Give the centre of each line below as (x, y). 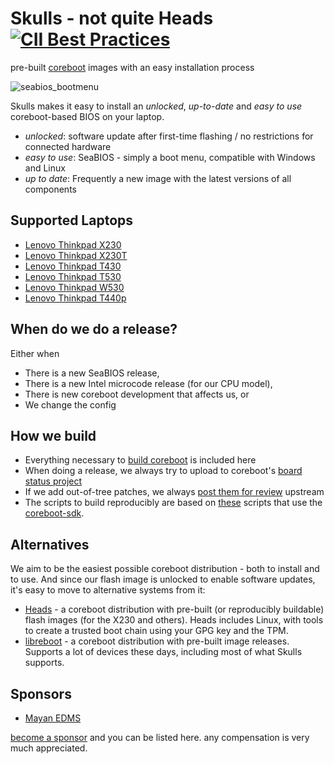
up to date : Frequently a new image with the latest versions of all (158, 178)
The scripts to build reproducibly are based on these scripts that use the (173, 503)
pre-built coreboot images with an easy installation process (132, 67)
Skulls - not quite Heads (112, 18)
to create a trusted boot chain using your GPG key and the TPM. (156, 631)
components (50, 189)
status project (53, 481)
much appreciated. (49, 748)
